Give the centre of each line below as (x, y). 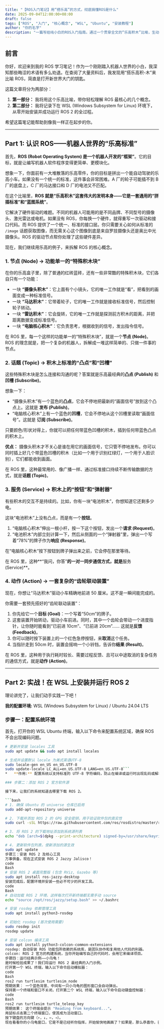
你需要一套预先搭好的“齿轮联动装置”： (43, 603)
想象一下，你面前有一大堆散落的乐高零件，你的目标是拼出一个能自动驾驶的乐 (82, 173)
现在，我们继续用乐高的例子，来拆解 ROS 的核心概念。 (60, 247)
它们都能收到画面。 (35, 459)
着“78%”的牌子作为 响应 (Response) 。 (50, 540)
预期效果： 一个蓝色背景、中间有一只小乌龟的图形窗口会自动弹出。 (62, 986)
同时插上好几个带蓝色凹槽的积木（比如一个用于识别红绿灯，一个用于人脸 (78, 453)
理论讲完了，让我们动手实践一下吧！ (41, 695)
